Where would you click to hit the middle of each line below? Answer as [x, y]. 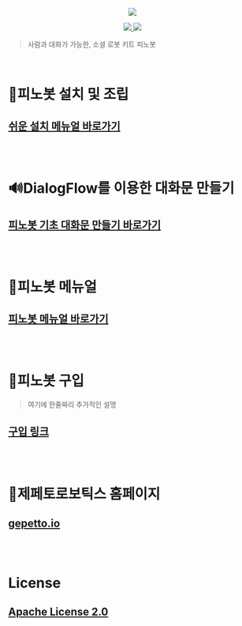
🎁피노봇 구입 [46, 381]
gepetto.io [34, 524]
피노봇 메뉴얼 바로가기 [58, 319]
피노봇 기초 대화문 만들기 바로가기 [85, 225]
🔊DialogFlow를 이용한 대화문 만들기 [121, 189]
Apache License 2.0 [58, 612]
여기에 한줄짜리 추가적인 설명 [72, 404]
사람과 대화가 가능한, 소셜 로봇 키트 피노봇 [91, 44]
